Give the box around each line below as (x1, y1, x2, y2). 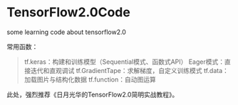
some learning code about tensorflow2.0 (6, 28, 126, 36)
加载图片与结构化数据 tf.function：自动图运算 (24, 75, 156, 84)
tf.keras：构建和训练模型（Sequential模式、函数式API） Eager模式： (24, 57, 225, 66)
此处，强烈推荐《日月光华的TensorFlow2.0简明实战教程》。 (6, 90, 179, 99)
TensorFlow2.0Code (6, 4, 131, 21)
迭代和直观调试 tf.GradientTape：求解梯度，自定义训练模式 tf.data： (30, 66, 229, 74)
